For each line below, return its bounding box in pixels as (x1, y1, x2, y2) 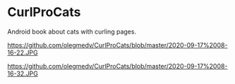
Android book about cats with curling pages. (7, 27, 136, 36)
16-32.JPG (7, 69, 39, 78)
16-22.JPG (7, 48, 38, 57)
